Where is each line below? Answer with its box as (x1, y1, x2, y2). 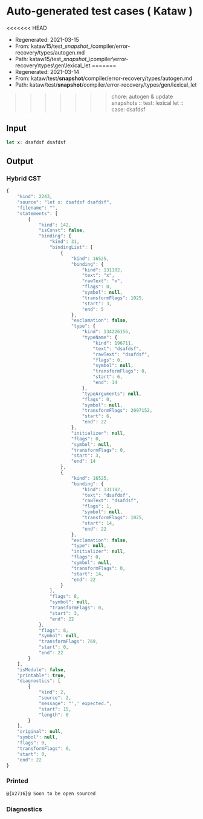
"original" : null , (17, 729, 63, 735)
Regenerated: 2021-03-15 (14, 36, 80, 43)
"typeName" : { (82, 334, 118, 340)
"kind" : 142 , (38, 222, 71, 228)
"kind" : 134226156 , (82, 329, 131, 335)
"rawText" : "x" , (82, 278, 123, 284)
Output (6, 156, 33, 167)
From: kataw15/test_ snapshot (14, 42, 89, 50)
